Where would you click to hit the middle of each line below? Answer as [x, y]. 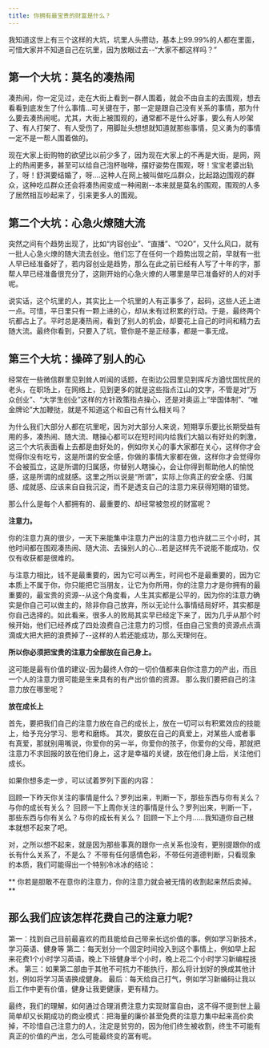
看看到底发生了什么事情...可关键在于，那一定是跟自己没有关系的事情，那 [127, 108]
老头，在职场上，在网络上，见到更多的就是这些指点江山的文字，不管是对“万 [133, 390]
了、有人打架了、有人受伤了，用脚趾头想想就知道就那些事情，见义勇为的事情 [134, 128]
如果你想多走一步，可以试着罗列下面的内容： [82, 781]
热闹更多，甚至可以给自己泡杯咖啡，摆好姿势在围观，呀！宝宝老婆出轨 [138, 165]
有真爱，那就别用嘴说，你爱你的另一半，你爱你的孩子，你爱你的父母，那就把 [134, 743]
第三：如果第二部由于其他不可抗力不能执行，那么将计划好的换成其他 [136, 969]
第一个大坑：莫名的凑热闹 [71, 77]
